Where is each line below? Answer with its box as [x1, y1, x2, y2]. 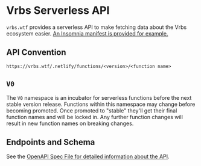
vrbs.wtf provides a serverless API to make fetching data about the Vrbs [6, 23, 187, 31]
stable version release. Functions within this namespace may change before [6, 100, 196, 108]
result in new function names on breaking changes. [6, 120, 134, 127]
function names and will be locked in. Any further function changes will [6, 113, 183, 120]
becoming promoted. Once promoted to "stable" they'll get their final [6, 106, 177, 114]
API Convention [6, 48, 66, 58]
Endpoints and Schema [6, 137, 95, 147]
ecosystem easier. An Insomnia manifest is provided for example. [6, 29, 168, 37]
